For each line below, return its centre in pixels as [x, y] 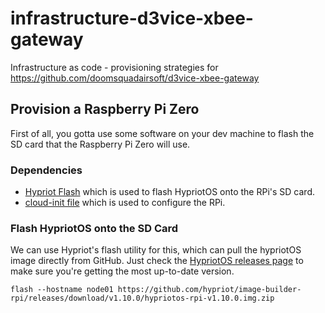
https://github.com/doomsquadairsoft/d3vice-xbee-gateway [135, 78]
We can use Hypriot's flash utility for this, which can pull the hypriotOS [156, 250]
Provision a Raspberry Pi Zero [105, 109]
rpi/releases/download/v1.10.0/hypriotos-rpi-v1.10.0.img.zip [142, 298]
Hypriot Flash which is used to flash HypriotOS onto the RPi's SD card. [169, 192]
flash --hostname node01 [62, 290]
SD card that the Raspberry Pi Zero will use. [100, 144]
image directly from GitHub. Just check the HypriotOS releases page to [157, 261]
